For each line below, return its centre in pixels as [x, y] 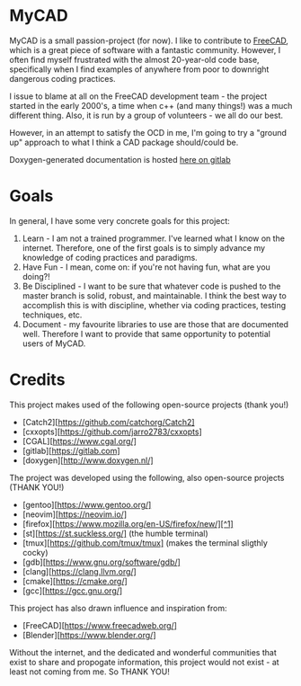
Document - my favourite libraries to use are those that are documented [155, 324]
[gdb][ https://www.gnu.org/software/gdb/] [102, 562]
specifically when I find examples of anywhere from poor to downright [139, 69]
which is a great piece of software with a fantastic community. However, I [145, 49]
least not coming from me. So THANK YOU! [90, 672]
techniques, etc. [52, 315]
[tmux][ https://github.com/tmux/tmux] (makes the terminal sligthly [145, 543]
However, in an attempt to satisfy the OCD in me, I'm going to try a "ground [148, 132]
